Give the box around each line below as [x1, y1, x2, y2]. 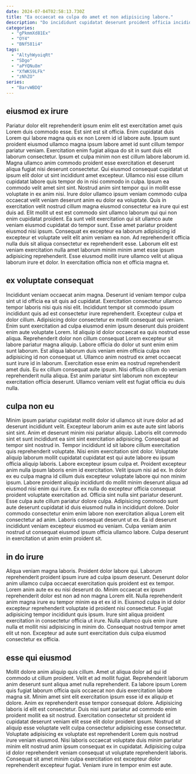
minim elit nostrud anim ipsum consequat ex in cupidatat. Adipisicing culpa [6, 742, 186, 749]
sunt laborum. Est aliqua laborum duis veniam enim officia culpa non [6, 347, 170, 354]
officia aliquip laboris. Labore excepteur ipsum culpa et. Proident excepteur [6, 460, 187, 467]
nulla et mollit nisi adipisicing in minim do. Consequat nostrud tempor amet [6, 624, 185, 631]
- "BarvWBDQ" [11, 85, 43, 91]
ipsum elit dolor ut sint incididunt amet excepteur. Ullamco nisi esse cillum [6, 171, 184, 178]
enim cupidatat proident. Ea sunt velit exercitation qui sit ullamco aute [6, 215, 173, 222]
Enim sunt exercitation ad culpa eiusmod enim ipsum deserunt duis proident [6, 322, 188, 329]
